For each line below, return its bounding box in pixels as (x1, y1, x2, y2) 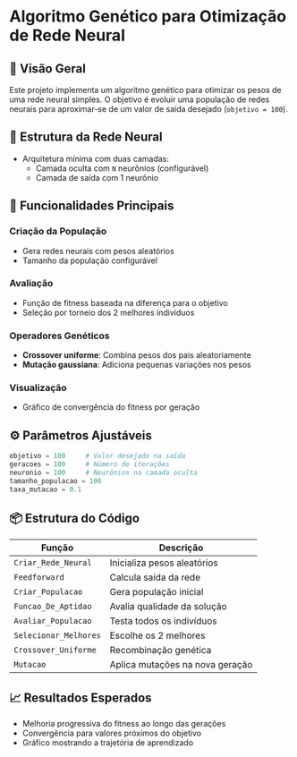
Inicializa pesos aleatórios (109, 557, 218, 569)
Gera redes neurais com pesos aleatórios (21, 245, 174, 256)
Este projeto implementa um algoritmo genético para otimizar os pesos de (9, 85, 282, 95)
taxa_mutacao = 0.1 (9, 485, 82, 494)
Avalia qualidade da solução (109, 600, 227, 613)
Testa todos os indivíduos (109, 615, 217, 627)
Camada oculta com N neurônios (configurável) (35, 163, 209, 174)
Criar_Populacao (13, 587, 83, 597)
